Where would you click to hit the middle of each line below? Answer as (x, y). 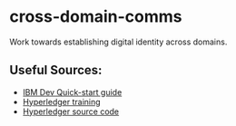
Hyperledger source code (71, 111)
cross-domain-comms (96, 17)
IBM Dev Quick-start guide (72, 92)
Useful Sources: (56, 70)
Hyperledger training (62, 102)
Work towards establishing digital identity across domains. (118, 42)
